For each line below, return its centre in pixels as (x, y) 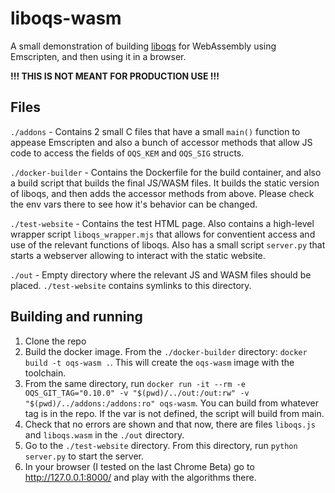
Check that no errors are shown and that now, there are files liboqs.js (170, 424)
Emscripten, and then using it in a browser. (98, 56)
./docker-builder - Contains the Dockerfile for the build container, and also (166, 172)
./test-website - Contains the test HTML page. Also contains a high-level (162, 223)
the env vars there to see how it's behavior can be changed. (134, 204)
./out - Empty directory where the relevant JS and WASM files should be (161, 274)
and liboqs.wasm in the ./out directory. (104, 434)
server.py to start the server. (84, 456)
